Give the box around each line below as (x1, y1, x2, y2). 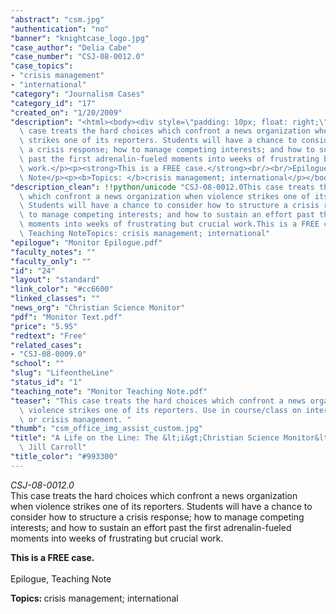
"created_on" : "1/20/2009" (10, 107, 123, 118)
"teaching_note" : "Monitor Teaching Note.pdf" (10, 386, 208, 396)
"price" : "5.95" (10, 321, 78, 331)
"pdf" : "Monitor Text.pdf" (10, 312, 123, 322)
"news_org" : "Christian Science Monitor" (10, 303, 186, 313)
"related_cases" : (10, 340, 83, 350)
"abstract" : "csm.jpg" (10, 14, 105, 25)
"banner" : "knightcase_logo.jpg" (10, 33, 150, 43)
